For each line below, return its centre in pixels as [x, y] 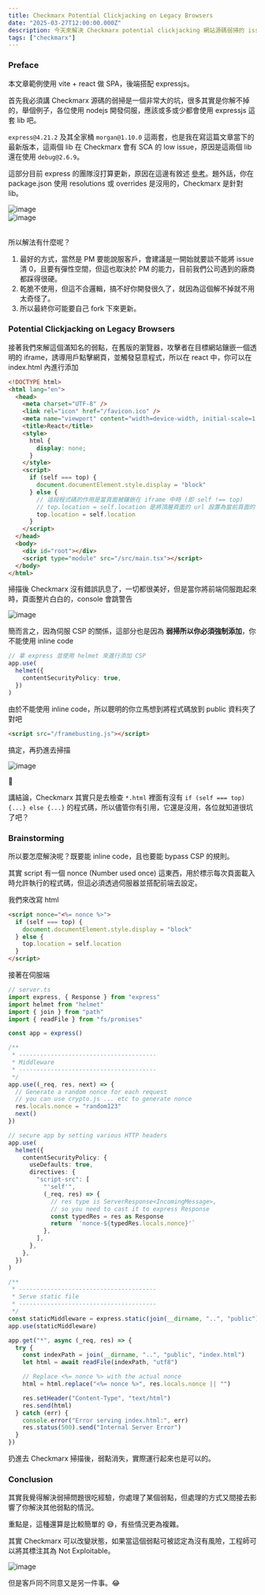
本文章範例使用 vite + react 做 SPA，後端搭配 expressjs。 [101, 83]
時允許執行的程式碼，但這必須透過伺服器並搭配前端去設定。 [105, 883]
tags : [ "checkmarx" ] [42, 38]
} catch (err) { [42, 1413]
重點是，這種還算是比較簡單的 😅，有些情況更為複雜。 [96, 1524]
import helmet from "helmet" [56, 1005]
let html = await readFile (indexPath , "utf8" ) [100, 1363]
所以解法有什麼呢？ [39, 242]
